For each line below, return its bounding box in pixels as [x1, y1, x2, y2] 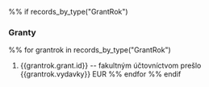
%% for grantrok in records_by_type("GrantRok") [8, 45, 171, 55]
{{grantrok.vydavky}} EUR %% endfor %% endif [19, 69, 182, 79]
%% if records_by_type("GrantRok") [8, 7, 128, 16]
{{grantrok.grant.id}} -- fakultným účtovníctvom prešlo [19, 60, 202, 71]
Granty [8, 27, 36, 38]
